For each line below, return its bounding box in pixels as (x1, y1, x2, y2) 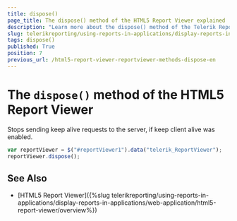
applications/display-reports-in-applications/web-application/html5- (17, 198, 217, 207)
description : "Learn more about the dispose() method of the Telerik (7, 23, 217, 30)
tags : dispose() (7, 37, 55, 44)
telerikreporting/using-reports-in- (111, 191, 209, 200)
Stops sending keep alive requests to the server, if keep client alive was (7, 125, 215, 133)
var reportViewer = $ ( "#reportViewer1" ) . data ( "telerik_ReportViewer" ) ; (7, 146, 222, 153)
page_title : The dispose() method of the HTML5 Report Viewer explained (7, 17, 226, 24)
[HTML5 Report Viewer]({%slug (17, 191, 111, 200)
